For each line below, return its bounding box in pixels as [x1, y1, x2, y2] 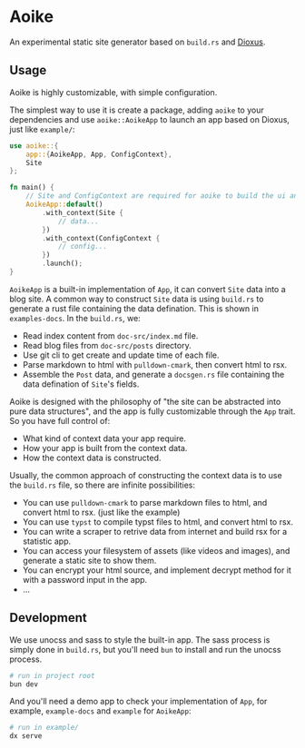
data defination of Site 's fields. [22, 379, 140, 389]
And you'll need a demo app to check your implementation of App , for [9, 696, 268, 707]
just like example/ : [9, 123, 75, 134]
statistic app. [22, 536, 72, 546]
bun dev [9, 679, 39, 689]
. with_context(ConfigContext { [42, 233, 161, 242]
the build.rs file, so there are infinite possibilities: [9, 479, 196, 490]
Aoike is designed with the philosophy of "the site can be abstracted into [9, 396, 281, 407]
